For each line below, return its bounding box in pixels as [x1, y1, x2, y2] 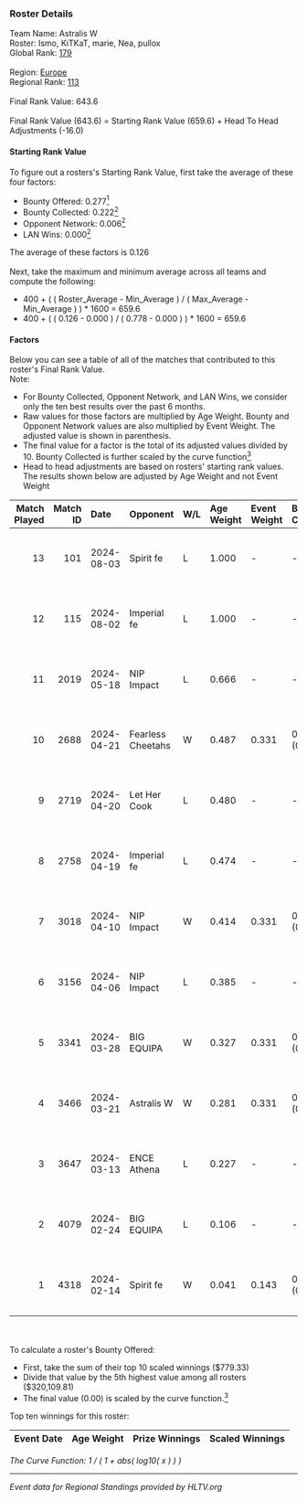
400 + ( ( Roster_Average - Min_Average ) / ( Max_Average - [22, 293, 249, 304]
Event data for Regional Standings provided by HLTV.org [9, 1481, 223, 1492]
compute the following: [9, 276, 96, 287]
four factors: [9, 176, 57, 187]
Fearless [129, 728, 166, 740]
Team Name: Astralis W [9, 28, 98, 39]
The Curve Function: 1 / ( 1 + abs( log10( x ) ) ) [9, 1454, 182, 1465]
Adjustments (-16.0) [9, 125, 84, 136]
